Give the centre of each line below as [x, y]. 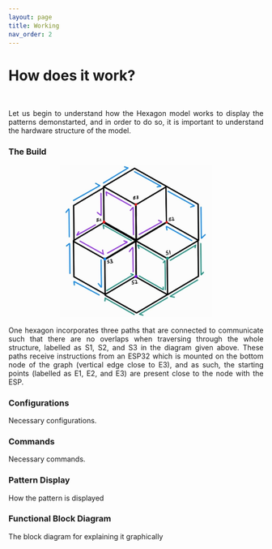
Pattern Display [39, 480]
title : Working [34, 26]
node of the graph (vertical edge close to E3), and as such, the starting [136, 364]
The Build [28, 152]
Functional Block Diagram [60, 519]
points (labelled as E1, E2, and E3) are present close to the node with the [136, 373]
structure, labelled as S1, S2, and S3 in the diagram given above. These [136, 347]
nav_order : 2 [30, 34]
